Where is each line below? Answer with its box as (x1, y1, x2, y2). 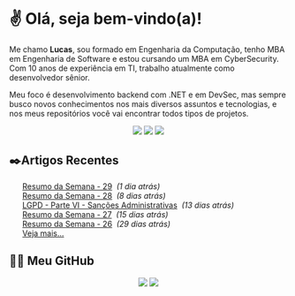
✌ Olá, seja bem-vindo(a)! (9, 9, 202, 29)
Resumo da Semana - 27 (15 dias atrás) (21, 209, 169, 219)
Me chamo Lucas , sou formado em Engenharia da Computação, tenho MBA (9, 43, 285, 55)
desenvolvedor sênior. (9, 72, 90, 82)
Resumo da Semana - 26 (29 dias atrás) (21, 218, 170, 229)
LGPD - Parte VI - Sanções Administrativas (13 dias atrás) (21, 200, 235, 210)
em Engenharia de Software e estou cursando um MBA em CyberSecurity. (9, 53, 280, 64)
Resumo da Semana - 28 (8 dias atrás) (21, 190, 166, 201)
